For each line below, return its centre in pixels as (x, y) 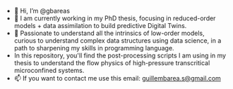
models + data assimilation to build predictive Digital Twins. (100, 26)
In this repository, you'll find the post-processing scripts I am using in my (120, 55)
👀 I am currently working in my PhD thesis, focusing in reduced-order (115, 18)
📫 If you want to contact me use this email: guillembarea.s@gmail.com (117, 78)
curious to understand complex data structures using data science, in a (118, 41)
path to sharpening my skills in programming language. (94, 48)
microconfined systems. (49, 70)
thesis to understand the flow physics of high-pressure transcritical (112, 63)
